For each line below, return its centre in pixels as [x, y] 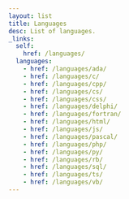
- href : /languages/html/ [67, 122]
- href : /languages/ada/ [65, 69]
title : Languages [38, 24]
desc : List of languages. [52, 31]
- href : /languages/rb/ [63, 159]
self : [25, 46]
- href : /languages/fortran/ [72, 115]
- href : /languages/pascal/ [70, 136]
